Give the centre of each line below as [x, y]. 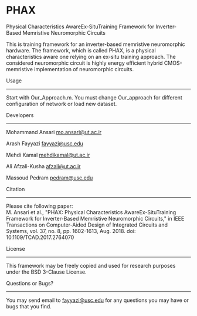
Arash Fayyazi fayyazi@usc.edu [45, 143]
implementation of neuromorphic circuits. [84, 69]
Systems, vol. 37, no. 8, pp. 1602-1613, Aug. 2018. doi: [71, 231]
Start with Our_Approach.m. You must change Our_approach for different [94, 97]
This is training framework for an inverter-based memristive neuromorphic [96, 44]
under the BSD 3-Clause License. [46, 272]
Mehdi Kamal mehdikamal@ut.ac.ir [48, 155]
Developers [20, 115]
